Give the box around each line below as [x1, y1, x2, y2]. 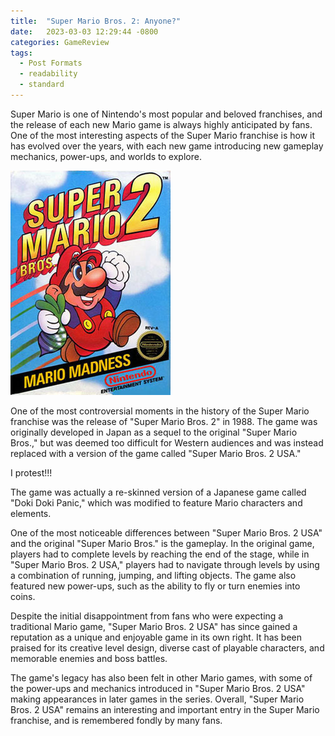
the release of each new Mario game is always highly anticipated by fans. [10, 118, 313, 130]
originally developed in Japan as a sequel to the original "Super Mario [10, 426, 298, 438]
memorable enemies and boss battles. [10, 652, 168, 664]
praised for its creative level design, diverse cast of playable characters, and [10, 641, 325, 654]
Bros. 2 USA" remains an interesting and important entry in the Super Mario [10, 703, 320, 715]
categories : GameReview [10, 37, 110, 47]
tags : [10, 48, 33, 58]
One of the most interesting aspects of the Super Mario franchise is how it [10, 129, 316, 141]
